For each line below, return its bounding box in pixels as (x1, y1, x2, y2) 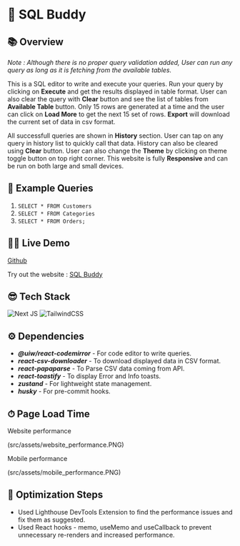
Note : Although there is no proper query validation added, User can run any (7, 59, 233, 66)
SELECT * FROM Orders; (17, 218, 86, 225)
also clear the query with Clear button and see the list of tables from (7, 95, 209, 103)
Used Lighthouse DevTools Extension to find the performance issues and (17, 507, 234, 516)
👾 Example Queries (7, 182, 94, 195)
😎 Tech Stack (7, 290, 71, 303)
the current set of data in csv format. (7, 118, 116, 126)
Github (7, 256, 27, 265)
